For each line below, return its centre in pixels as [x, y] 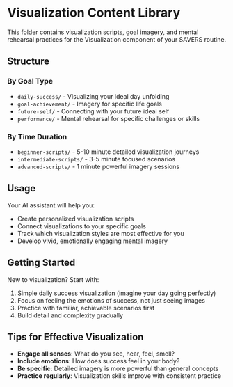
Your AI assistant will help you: [51, 205]
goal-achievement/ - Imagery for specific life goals [89, 104]
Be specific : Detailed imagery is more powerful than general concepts [118, 369]
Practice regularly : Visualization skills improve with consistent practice [119, 376]
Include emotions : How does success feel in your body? [98, 361]
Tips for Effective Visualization [75, 337]
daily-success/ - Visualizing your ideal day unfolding [93, 96]
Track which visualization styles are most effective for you [101, 233]
